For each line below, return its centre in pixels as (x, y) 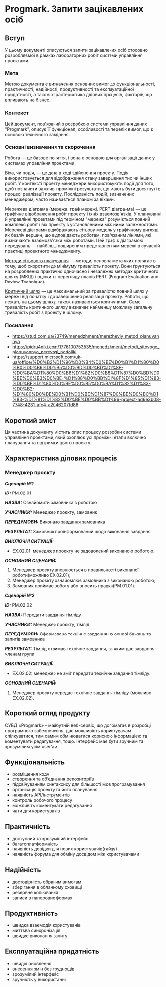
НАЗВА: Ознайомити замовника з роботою (51, 502)
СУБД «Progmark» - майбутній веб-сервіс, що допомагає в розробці (78, 725)
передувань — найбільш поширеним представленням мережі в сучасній (83, 246)
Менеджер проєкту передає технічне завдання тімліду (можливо (82, 692)
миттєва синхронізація (36, 930)
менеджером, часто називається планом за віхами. (60, 199)
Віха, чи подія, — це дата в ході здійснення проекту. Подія (67, 173)
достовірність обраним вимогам (47, 882)
